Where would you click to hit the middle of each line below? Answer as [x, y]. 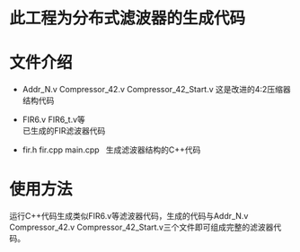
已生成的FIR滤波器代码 [64, 131]
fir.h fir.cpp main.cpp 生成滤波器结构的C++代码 [111, 150]
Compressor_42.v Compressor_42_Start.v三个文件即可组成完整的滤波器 [141, 227]
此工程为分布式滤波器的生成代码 [128, 18]
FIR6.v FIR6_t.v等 [53, 120]
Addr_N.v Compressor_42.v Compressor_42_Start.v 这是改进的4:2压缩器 [156, 90]
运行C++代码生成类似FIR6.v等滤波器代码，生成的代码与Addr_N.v [129, 216]
